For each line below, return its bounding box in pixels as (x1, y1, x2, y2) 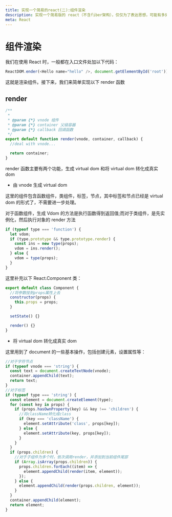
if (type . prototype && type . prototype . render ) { (10, 236, 116, 242)
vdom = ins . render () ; (14, 246, 60, 251)
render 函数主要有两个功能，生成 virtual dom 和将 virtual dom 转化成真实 (5, 165, 159, 171)
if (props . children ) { (10, 450, 58, 455)
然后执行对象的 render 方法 (18, 217, 76, 223)
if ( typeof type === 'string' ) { (5, 392, 77, 398)
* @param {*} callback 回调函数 (7, 127, 74, 132)
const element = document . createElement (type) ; (10, 397, 114, 402)
